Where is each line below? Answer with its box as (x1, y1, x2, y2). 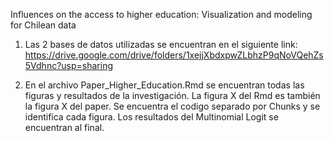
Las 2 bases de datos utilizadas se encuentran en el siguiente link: (24, 39, 298, 50)
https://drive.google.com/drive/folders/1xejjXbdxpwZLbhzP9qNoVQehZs (24, 49, 324, 61)
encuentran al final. (24, 122, 105, 133)
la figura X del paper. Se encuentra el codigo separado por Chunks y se (24, 100, 321, 112)
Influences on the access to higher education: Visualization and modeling (10, 9, 313, 20)
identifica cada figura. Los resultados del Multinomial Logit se (24, 111, 279, 123)
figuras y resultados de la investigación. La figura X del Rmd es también (24, 90, 321, 101)
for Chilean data (10, 19, 77, 31)
